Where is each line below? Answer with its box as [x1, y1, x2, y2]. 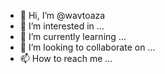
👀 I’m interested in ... [19, 20, 105, 32]
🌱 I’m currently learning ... [19, 31, 127, 42]
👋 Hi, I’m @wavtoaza [19, 10, 106, 21]
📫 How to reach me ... [19, 53, 113, 64]
